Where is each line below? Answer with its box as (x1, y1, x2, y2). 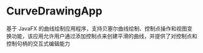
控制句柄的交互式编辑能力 (6, 40, 70, 47)
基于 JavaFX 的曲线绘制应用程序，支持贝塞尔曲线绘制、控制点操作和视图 (6, 25, 187, 32)
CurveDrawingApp (6, 4, 103, 18)
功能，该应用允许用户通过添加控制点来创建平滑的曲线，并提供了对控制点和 (11, 32, 198, 40)
